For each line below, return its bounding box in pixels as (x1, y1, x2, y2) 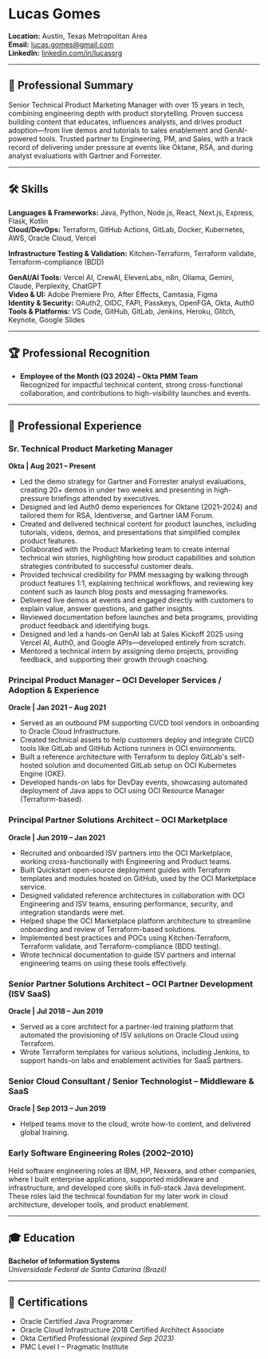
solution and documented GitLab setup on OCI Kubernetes (44, 760, 237, 770)
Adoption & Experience (8, 684, 100, 695)
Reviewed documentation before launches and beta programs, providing (19, 612, 258, 622)
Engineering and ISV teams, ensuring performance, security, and (19, 899, 234, 908)
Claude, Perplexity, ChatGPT (8, 281, 102, 290)
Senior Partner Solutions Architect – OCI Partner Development (8, 978, 254, 990)
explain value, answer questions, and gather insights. (19, 604, 195, 614)
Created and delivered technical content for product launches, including (19, 520, 257, 529)
